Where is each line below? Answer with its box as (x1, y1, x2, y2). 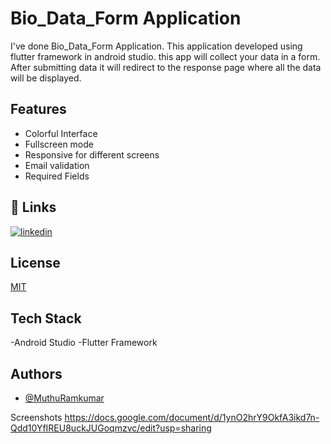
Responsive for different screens (24, 148, 160, 161)
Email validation (24, 159, 90, 171)
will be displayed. (10, 72, 82, 84)
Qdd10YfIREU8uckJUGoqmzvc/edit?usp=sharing (10, 422, 212, 434)
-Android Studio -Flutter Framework (10, 337, 158, 349)
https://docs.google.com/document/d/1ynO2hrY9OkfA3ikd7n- (64, 412, 320, 423)
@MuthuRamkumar (24, 392, 105, 404)
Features (10, 101, 67, 118)
